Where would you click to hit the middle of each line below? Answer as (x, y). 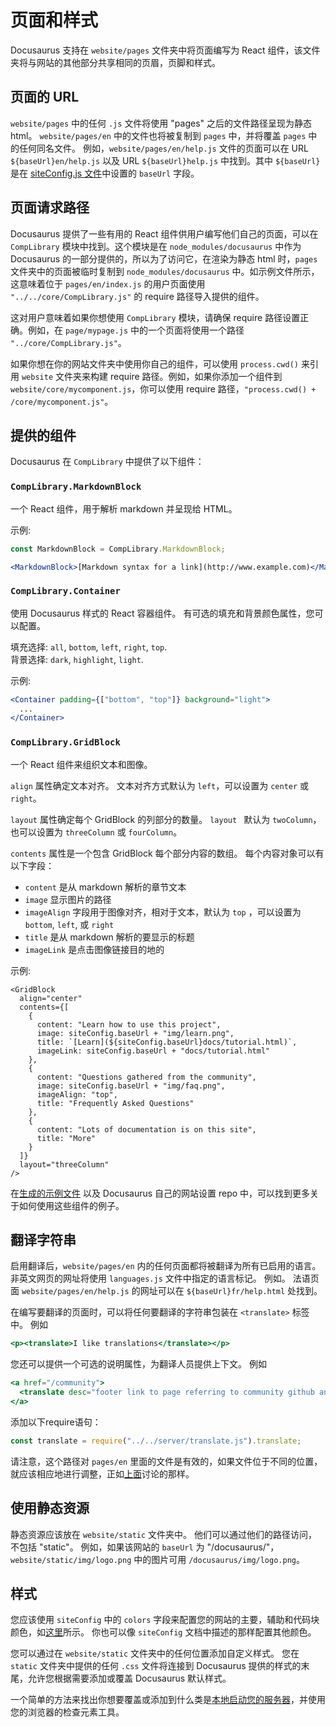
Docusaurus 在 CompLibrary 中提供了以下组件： (107, 462)
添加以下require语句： (56, 1422)
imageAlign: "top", (77, 1094)
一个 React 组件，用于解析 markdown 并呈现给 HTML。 (124, 508)
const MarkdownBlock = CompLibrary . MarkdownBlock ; (118, 549)
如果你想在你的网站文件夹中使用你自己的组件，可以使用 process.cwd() (155, 363)
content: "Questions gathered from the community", (146, 1077)
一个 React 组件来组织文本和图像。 (81, 764)
